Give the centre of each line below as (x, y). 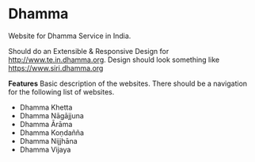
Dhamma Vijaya (45, 149)
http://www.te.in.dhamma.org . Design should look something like (114, 60)
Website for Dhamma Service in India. (70, 36)
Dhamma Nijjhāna (48, 141)
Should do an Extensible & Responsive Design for (89, 51)
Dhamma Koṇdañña (52, 133)
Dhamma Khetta (46, 107)
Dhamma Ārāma (46, 124)
